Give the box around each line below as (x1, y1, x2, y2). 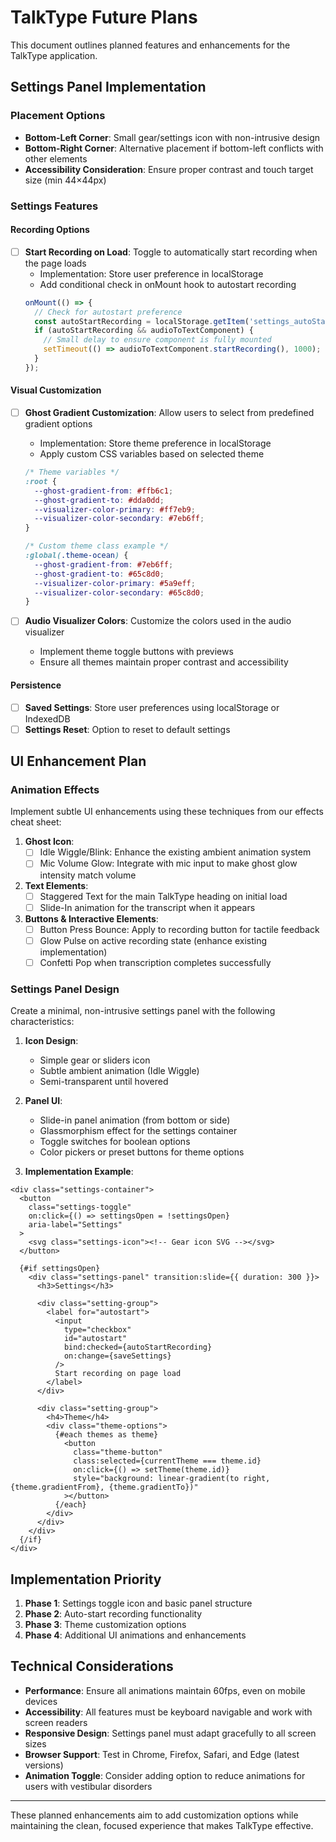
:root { (24, 476, 57, 486)
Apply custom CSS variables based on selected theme (39, 448, 265, 460)
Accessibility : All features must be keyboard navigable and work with (24, 1706, 313, 1718)
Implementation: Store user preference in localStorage (39, 267, 264, 280)
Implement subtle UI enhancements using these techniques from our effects (10, 806, 324, 818)
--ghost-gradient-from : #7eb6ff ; (34, 559, 174, 570)
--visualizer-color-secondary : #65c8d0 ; (34, 587, 205, 598)
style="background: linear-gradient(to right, (73, 1474, 271, 1484)
